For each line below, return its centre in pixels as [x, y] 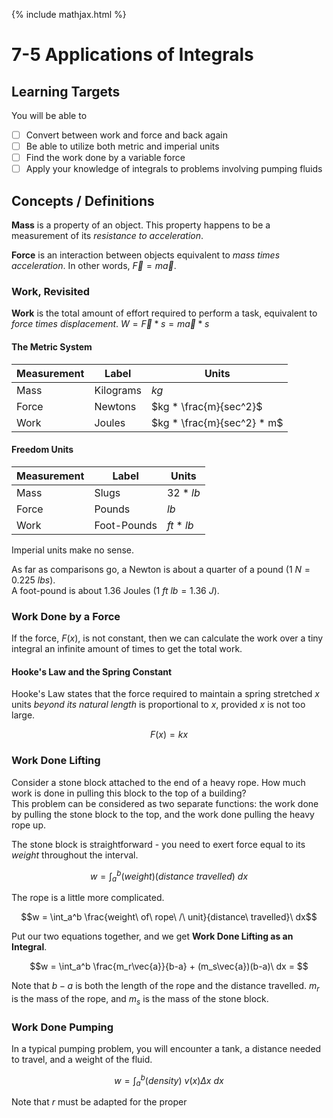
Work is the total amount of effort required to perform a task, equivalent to [164, 313]
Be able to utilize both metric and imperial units [122, 146]
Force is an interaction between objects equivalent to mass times [146, 255]
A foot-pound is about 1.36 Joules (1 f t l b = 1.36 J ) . [115, 590]
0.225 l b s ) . [33, 580]
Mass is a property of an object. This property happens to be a [141, 225]
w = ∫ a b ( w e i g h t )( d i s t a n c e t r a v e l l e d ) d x [169, 876]
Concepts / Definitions [83, 200]
